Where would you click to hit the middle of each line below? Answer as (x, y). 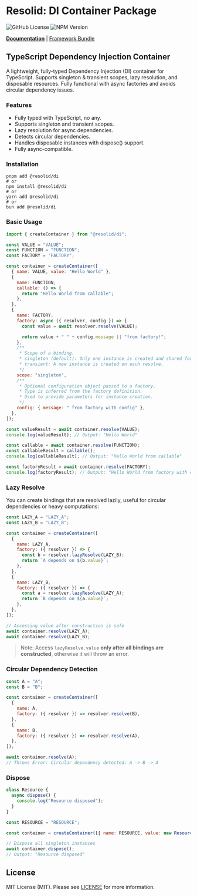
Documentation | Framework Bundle (50, 38)
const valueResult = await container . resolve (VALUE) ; (73, 429)
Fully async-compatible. (44, 149)
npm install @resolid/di (36, 187)
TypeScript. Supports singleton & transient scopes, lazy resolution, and (92, 77)
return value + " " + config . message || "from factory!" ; (94, 337)
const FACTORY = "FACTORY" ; (40, 256)
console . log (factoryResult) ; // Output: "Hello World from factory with (97, 472)
